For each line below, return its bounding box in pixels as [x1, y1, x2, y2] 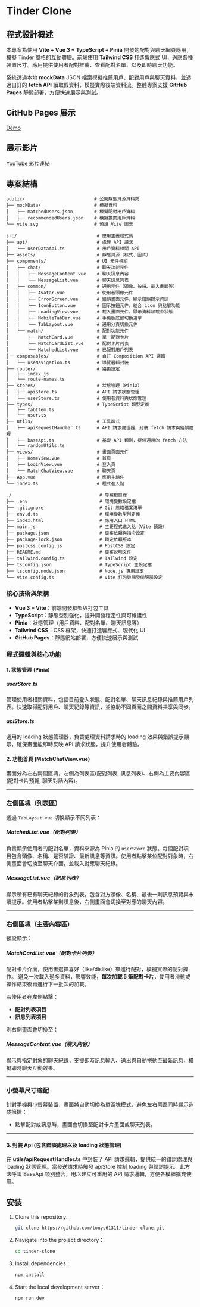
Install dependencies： [14, 1259, 71, 1267]
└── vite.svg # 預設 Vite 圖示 [6, 222, 134, 228]
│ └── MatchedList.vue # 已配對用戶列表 [6, 347, 133, 353]
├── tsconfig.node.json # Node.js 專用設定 [6, 568, 144, 575]
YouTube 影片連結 [6, 160, 51, 167]
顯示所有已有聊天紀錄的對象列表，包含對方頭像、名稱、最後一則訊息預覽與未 [6, 890, 194, 898]
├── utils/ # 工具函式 [6, 418, 120, 424]
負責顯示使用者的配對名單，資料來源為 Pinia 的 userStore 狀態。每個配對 [6, 845, 184, 852]
